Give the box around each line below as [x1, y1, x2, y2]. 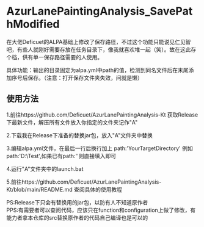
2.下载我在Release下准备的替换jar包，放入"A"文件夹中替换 [6, 131, 153, 139]
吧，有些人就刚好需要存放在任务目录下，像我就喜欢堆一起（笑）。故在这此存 [6, 46, 197, 53]
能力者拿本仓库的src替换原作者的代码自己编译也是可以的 [6, 214, 148, 221]
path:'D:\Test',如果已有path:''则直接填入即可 [6, 152, 117, 159]
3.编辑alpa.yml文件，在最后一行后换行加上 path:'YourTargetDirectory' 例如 [6, 145, 194, 152]
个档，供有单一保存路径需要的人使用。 [6, 53, 103, 60]
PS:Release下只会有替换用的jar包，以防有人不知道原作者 [6, 198, 148, 206]
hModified [6, 17, 60, 31]
